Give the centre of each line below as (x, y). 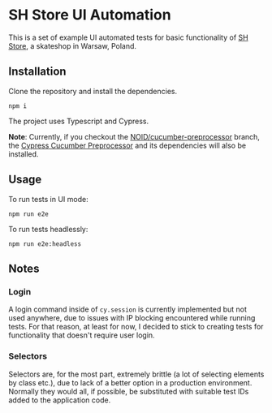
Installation (37, 72)
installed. (24, 154)
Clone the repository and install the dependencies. (93, 91)
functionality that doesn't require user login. (82, 335)
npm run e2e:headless (45, 244)
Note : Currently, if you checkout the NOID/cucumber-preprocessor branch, (134, 136)
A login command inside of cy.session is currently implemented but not (128, 309)
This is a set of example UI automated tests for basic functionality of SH (129, 37)
